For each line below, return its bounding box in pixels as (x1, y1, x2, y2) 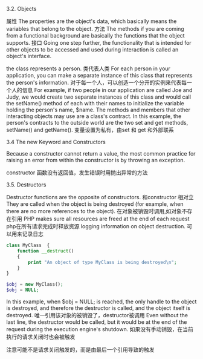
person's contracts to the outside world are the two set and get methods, (6, 119, 188, 126)
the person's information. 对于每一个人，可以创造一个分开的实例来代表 (6, 79, 182, 86)
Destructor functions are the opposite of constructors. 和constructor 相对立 (6, 194, 195, 200)
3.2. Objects (6, 5, 37, 12)
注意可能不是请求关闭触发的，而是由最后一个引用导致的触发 (6, 346, 155, 353)
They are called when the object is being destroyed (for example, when (6, 200, 184, 208)
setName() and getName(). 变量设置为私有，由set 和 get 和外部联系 (6, 127, 174, 133)
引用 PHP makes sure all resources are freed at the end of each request (11, 215, 190, 222)
